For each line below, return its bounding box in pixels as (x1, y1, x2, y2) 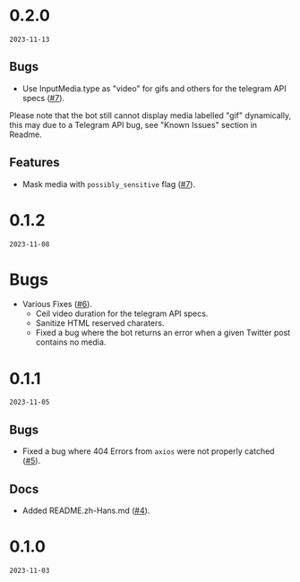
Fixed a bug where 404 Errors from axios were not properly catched (21, 446, 275, 457)
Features (9, 155, 60, 170)
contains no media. (35, 337, 107, 347)
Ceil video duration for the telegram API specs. (35, 308, 209, 319)
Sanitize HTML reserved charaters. (35, 318, 165, 329)
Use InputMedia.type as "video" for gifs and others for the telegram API (21, 82, 287, 94)
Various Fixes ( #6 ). (21, 299, 92, 310)
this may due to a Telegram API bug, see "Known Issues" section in (9, 119, 258, 130)
